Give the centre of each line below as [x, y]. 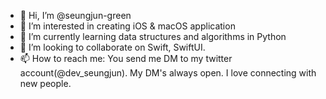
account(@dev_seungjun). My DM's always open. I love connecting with [168, 73]
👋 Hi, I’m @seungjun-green [75, 15]
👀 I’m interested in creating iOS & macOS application [127, 26]
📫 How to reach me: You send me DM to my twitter [126, 58]
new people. [45, 83]
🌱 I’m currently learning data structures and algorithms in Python [153, 36]
